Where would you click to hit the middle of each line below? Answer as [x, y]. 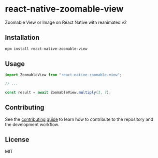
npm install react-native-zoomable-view [46, 49]
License [17, 140]
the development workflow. [32, 124]
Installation [22, 38]
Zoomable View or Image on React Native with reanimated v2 [66, 22]
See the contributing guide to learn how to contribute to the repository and [79, 119]
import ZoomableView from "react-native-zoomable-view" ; [64, 75]
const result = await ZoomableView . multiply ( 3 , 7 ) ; [58, 93]
